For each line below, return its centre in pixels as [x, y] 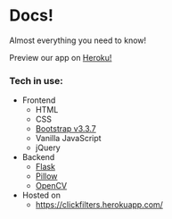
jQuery [48, 147]
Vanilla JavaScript [68, 139]
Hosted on [41, 195]
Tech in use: [37, 80]
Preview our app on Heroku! [61, 57]
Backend [38, 157]
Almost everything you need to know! [78, 40]
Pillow [46, 176]
